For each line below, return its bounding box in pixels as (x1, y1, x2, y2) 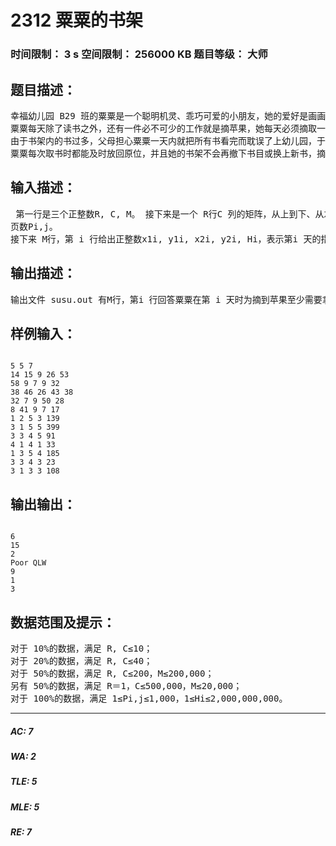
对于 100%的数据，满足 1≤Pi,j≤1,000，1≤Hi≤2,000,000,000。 (10, 692, 288, 704)
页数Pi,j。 (10, 221, 58, 232)
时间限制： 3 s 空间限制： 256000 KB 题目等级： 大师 (10, 47, 268, 61)
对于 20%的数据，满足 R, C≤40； (10, 655, 153, 666)
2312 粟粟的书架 (10, 9, 144, 32)
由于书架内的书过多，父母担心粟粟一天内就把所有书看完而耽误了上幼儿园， (10, 135, 317, 146)
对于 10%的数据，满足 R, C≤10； (10, 642, 153, 654)
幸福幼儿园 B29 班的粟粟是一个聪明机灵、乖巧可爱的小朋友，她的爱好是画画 (10, 110, 327, 121)
